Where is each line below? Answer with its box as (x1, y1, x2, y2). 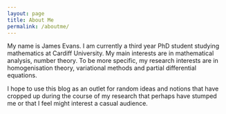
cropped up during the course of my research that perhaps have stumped (7, 92, 218, 100)
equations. (7, 71, 37, 79)
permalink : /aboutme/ (7, 23, 70, 30)
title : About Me (7, 17, 54, 23)
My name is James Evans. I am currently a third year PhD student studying (7, 42, 220, 50)
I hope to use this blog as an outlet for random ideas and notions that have (7, 84, 219, 93)
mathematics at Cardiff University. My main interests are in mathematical (7, 49, 214, 57)
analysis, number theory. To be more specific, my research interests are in (7, 57, 219, 65)
